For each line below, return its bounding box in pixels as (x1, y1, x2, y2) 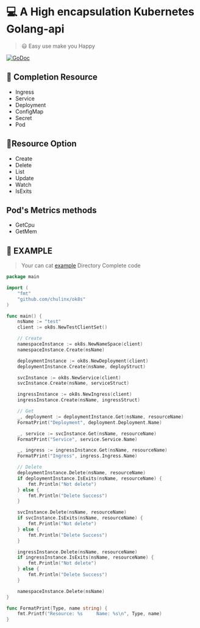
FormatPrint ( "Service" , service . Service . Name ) (17, 436, 138, 442)
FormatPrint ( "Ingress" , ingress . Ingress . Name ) (17, 453, 138, 460)
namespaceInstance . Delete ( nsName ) (17, 588, 105, 594)
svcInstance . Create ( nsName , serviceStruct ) (17, 380, 130, 387)
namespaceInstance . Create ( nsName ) (17, 347, 105, 353)
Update (15, 174, 34, 181)
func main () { (6, 313, 43, 319)
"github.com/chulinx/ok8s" (17, 296, 86, 302)
